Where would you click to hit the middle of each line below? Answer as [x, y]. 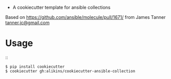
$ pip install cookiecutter [35, 67]
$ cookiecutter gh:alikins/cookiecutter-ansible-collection [70, 71]
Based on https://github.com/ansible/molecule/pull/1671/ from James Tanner [85, 17]
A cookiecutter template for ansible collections [62, 7]
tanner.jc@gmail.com [27, 23]
